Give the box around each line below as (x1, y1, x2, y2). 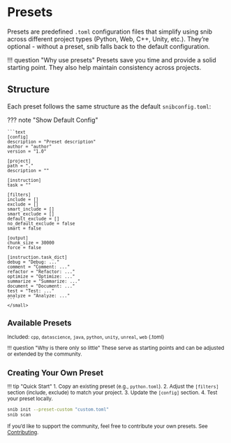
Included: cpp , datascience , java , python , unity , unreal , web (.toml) (7, 333, 165, 340)
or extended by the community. (7, 351, 82, 358)
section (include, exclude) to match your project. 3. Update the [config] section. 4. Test (7, 389, 218, 396)
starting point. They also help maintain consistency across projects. (7, 63, 202, 71)
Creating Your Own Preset (7, 367, 103, 378)
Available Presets (7, 318, 72, 328)
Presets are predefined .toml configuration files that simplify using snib (7, 27, 213, 36)
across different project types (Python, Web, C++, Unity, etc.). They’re (7, 34, 209, 43)
